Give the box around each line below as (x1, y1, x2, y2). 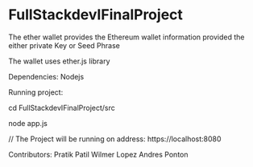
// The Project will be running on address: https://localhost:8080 (8, 134, 222, 144)
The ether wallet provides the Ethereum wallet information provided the (8, 32, 245, 42)
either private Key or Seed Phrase (8, 40, 121, 50)
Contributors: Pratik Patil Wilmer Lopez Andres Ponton (8, 149, 189, 159)
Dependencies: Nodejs (8, 71, 85, 81)
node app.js (8, 118, 48, 128)
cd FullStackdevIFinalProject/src (8, 103, 115, 112)
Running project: (8, 87, 64, 97)
